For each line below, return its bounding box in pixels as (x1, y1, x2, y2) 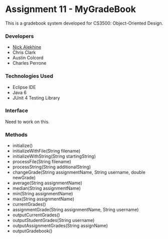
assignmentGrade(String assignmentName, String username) (12, 207, 139, 213)
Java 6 (12, 89, 27, 95)
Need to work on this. (5, 118, 50, 125)
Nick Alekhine (12, 44, 42, 50)
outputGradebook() (12, 228, 53, 234)
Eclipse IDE (12, 84, 36, 90)
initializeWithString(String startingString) (12, 153, 96, 159)
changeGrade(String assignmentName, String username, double (12, 169, 145, 175)
